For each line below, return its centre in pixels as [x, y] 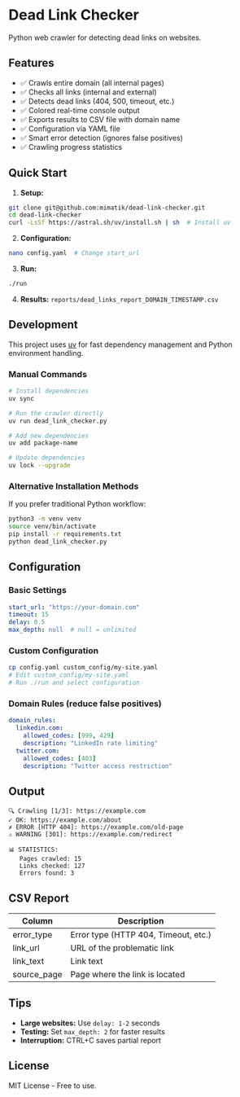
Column [37, 921]
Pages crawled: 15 [50, 859]
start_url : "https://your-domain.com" [74, 607]
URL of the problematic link [122, 948]
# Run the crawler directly [56, 413]
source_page [37, 974]
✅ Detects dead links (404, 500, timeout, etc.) [97, 101]
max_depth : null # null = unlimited [72, 630]
